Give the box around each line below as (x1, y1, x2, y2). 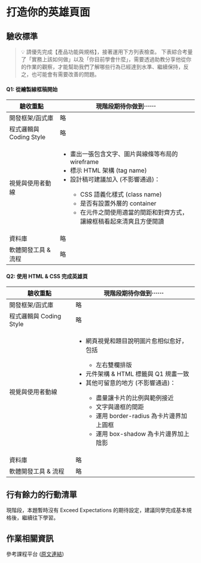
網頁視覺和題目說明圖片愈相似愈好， (86, 337, 188, 345)
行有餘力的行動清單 (6, 489, 77, 499)
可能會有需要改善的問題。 (36, 71, 100, 78)
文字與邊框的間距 (95, 403, 144, 411)
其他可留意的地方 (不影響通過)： (86, 379, 176, 387)
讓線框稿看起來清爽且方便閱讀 (80, 217, 165, 225)
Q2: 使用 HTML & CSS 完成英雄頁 (6, 272, 88, 279)
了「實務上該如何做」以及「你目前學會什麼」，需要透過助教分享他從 (20, 56, 187, 63)
